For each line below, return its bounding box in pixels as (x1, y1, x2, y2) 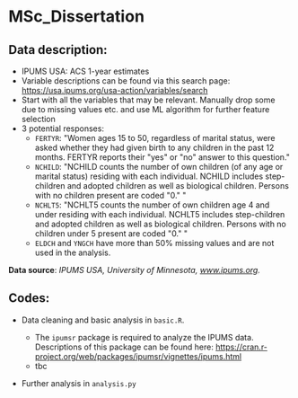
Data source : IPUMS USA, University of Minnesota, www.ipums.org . (8, 265, 261, 275)
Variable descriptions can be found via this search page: (21, 75, 231, 86)
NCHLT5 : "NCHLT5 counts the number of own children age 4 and (34, 199, 270, 210)
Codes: (8, 290, 50, 306)
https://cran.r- (215, 341, 268, 352)
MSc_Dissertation (8, 6, 145, 27)
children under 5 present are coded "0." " (34, 228, 188, 239)
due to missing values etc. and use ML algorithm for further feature (21, 104, 270, 114)
